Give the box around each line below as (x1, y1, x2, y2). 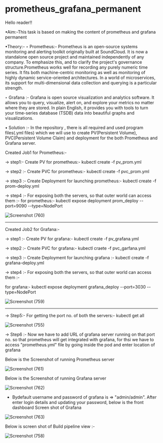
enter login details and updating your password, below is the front (12, 399, 144, 405)
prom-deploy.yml (5, 183, 40, 189)
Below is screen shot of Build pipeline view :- (5, 423, 95, 429)
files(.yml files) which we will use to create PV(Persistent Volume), (5, 130, 137, 135)
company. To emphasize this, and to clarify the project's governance (5, 59, 142, 65)
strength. (5, 85, 23, 91)
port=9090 (5, 203, 27, 209)
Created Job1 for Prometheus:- (5, 150, 67, 155)
